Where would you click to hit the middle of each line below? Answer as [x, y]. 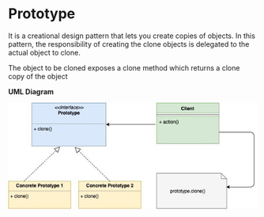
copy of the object [38, 76]
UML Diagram [31, 91]
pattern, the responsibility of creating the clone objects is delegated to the [129, 44]
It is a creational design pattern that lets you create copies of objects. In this [132, 36]
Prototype [42, 14]
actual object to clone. [44, 52]
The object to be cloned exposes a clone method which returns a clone [124, 67]
